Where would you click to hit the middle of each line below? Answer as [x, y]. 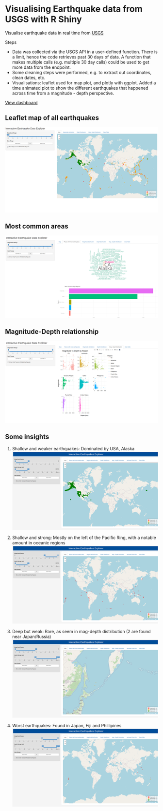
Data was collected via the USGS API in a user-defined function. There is [85, 52]
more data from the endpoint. [41, 67]
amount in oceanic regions [39, 542]
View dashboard [21, 102]
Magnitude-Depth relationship [52, 332]
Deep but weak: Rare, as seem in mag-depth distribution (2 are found [81, 632]
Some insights [27, 437]
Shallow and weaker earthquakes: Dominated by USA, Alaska [73, 448]
